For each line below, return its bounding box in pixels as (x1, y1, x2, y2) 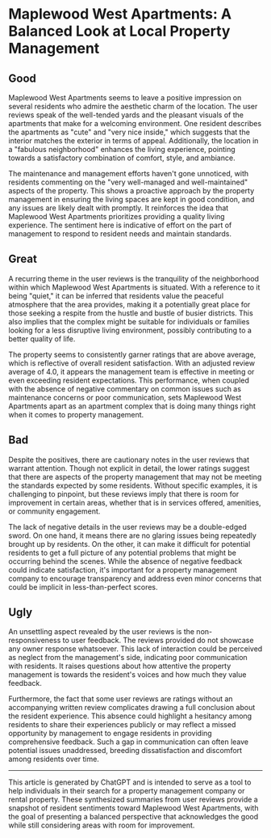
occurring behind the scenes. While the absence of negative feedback (8, 556, 243, 566)
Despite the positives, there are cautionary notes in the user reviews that (8, 455, 250, 464)
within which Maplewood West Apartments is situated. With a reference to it (8, 282, 261, 292)
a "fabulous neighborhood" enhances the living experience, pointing (8, 145, 236, 154)
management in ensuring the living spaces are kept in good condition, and (8, 195, 255, 204)
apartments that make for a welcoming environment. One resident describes (8, 119, 262, 128)
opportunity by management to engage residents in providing (8, 729, 212, 739)
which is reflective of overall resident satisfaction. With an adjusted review (8, 358, 256, 368)
